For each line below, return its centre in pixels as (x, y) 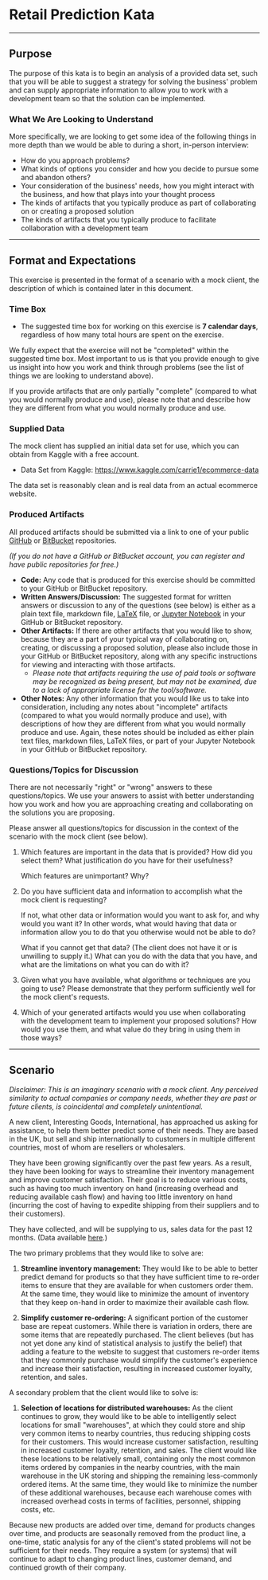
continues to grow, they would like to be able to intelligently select (128, 1416)
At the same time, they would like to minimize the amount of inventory (135, 1294)
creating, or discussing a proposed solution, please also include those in (139, 647)
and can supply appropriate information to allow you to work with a (119, 90)
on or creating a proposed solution (77, 211)
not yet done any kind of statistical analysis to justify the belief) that (131, 1343)
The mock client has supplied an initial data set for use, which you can (124, 446)
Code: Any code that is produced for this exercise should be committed (138, 580)
